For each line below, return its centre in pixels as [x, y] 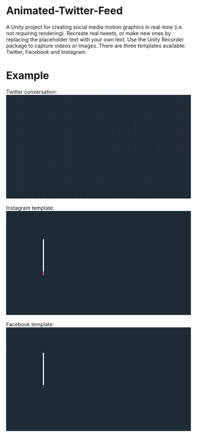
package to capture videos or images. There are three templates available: [96, 46]
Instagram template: [30, 208]
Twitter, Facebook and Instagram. [47, 52]
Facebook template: [30, 324]
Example [28, 76]
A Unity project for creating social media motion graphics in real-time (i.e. [95, 27]
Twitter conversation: [32, 91]
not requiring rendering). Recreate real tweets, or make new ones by [89, 33]
